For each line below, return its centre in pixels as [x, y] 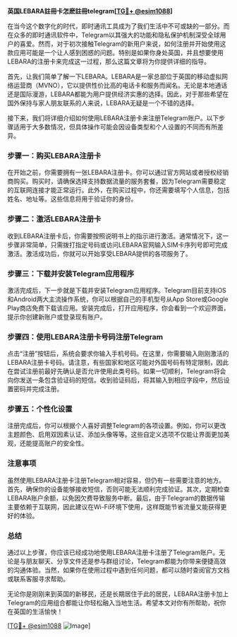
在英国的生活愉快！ [35, 612]
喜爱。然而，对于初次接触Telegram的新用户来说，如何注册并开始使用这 [123, 44]
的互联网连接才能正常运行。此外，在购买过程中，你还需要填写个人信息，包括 [119, 190]
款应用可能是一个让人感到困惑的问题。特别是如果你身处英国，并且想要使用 [115, 53]
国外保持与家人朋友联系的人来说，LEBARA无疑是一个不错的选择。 [103, 103]
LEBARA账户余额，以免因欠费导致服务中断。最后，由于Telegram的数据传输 [116, 498]
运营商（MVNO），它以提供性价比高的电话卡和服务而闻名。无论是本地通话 [120, 85]
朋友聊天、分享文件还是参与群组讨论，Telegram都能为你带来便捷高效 [126, 561]
